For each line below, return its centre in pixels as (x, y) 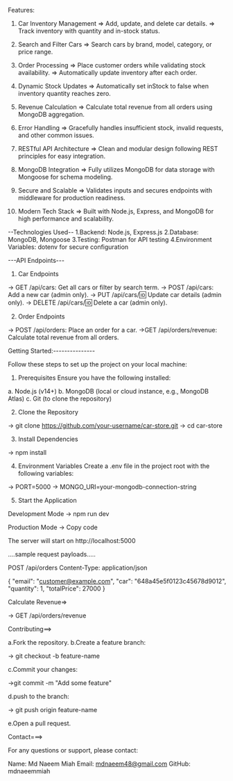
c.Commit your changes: (43, 669)
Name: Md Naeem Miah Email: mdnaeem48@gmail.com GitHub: (99, 764)
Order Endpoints (41, 316)
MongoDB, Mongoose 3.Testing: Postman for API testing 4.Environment (110, 240)
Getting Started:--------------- (52, 351)
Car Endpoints (38, 274)
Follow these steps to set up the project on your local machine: (97, 364)
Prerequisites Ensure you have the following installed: (94, 378)
